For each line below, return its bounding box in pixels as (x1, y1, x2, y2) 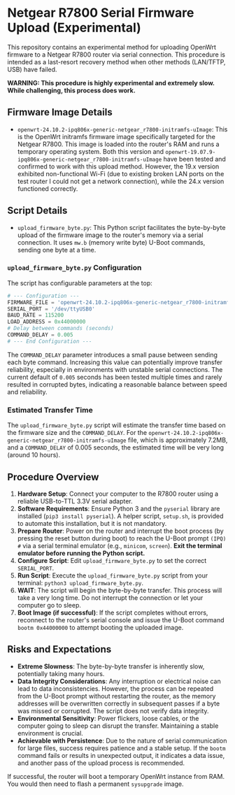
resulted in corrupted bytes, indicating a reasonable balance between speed (7, 380, 227, 389)
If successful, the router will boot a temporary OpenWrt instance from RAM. (7, 772, 225, 780)
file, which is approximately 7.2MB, (127, 436, 228, 445)
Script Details (7, 205, 68, 217)
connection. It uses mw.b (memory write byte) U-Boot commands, (17, 238, 206, 246)
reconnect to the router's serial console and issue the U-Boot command (17, 615, 225, 624)
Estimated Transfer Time (7, 405, 93, 415)
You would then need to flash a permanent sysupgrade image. (7, 780, 184, 788)
